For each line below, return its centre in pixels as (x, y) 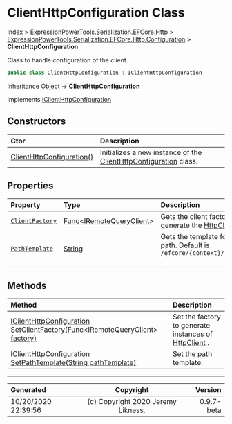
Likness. (132, 410)
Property (26, 205)
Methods (27, 285)
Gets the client (184, 217)
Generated (28, 390)
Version (208, 390)
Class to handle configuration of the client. (68, 60)
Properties (30, 186)
